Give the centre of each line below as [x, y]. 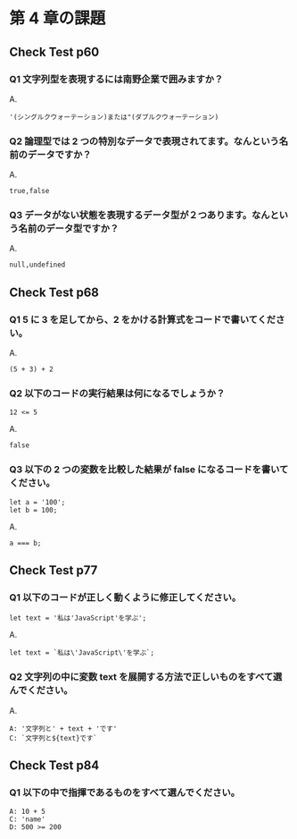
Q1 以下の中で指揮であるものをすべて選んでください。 [125, 792]
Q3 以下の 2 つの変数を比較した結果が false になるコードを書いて [149, 470]
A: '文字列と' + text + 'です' [63, 729]
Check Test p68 [54, 292]
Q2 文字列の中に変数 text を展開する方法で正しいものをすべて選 [146, 677]
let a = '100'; [37, 502]
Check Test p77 [54, 570]
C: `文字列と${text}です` [54, 738]
